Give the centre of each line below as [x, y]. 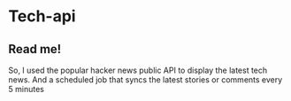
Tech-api [42, 16]
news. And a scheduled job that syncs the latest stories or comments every [145, 80]
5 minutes [27, 89]
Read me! [35, 49]
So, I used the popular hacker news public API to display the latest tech [138, 70]
